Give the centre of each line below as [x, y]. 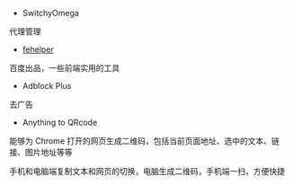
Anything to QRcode [60, 122]
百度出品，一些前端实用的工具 [64, 68]
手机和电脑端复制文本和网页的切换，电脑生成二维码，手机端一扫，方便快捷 [147, 171]
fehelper [38, 49]
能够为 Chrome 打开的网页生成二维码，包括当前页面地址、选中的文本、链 [145, 141]
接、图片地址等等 [41, 152]
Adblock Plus [47, 86]
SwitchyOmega [50, 13]
